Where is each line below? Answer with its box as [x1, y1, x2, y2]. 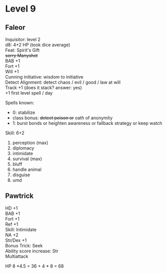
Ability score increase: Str [5, 248, 59, 254]
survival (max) [12, 156, 43, 162]
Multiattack [5, 253, 29, 259]
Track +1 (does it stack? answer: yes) [5, 85, 82, 91]
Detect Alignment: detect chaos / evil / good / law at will [5, 79, 121, 85]
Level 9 [5, 3, 36, 15]
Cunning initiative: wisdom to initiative [5, 74, 84, 80]
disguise [12, 172, 30, 178]
